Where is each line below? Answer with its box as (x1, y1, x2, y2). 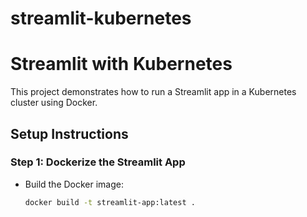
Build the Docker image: (24, 178, 125, 190)
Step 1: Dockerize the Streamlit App (10, 155, 186, 169)
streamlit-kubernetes (10, 7, 192, 30)
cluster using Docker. (10, 97, 98, 109)
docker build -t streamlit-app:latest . (24, 197, 196, 207)
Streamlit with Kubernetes (10, 53, 233, 76)
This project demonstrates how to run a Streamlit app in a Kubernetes (10, 86, 297, 98)
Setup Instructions (10, 125, 129, 142)
